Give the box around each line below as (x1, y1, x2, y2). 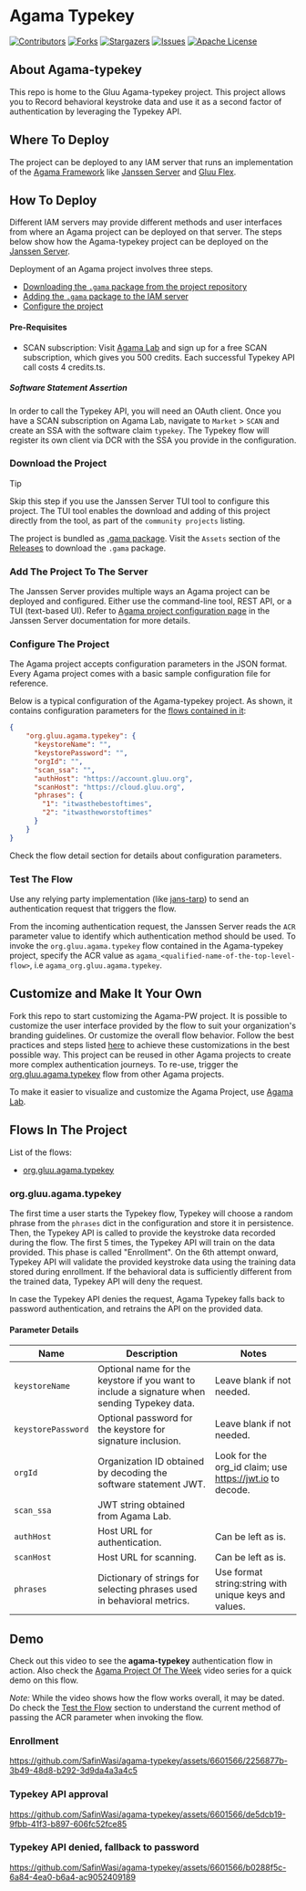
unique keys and (215, 1589, 286, 1602)
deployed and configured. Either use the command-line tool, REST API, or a (9, 595, 292, 607)
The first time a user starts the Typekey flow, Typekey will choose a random (9, 1207, 293, 1219)
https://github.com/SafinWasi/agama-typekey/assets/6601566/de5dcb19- (9, 1809, 287, 1820)
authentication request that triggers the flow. (9, 903, 177, 914)
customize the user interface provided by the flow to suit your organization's (9, 1020, 297, 1031)
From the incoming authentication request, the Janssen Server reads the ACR (9, 920, 296, 931)
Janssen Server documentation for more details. (9, 615, 191, 626)
